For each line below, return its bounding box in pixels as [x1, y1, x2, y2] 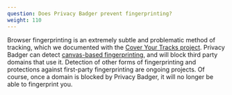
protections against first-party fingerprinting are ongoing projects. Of [7, 65, 205, 74]
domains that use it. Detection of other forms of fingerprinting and [7, 58, 197, 66]
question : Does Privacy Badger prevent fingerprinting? [7, 10, 172, 17]
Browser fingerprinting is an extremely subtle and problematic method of [7, 35, 215, 44]
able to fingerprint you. [7, 80, 73, 88]
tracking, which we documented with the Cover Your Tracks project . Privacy [7, 43, 226, 51]
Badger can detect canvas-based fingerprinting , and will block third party [7, 50, 218, 59]
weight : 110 [7, 17, 42, 24]
